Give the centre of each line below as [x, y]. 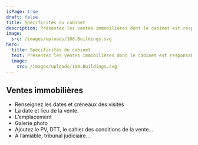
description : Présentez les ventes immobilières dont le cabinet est [93, 28]
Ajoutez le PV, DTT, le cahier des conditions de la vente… [84, 130]
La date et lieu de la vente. [47, 111]
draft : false [22, 17]
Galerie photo [31, 123]
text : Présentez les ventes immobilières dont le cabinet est [89, 55]
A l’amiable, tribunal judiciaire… [52, 136]
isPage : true [22, 11]
